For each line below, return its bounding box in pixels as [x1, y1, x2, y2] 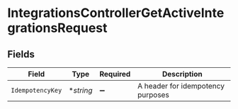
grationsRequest [7, 20, 108, 36]
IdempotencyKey [11, 86, 62, 94]
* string [68, 86, 93, 95]
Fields [7, 48, 35, 60]
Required [98, 69, 131, 79]
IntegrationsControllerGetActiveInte [7, 5, 225, 21]
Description [161, 69, 203, 79]
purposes [137, 90, 170, 100]
